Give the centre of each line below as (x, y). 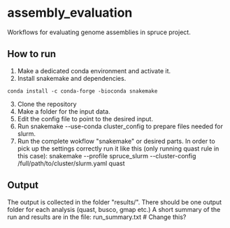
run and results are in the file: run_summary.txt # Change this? (97, 217)
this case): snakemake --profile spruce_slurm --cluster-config (107, 155)
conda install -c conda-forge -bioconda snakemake (82, 91)
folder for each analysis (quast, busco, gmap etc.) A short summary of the (114, 209)
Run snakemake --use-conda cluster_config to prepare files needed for (120, 126)
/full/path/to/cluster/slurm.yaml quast (71, 163)
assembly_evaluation (70, 13)
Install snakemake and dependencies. (72, 78)
